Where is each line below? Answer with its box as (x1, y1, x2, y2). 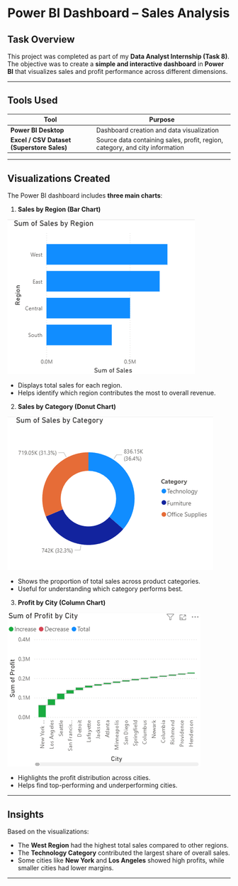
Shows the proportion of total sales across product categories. (17, 577, 200, 586)
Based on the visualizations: (7, 827, 89, 836)
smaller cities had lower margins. (17, 863, 114, 872)
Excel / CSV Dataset (10, 135, 72, 144)
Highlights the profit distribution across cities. (17, 774, 151, 782)
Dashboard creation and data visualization (96, 126, 220, 134)
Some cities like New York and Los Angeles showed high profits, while (17, 855, 225, 865)
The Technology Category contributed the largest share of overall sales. (17, 848, 230, 857)
